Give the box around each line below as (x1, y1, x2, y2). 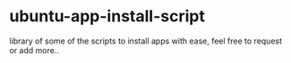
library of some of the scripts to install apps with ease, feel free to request (9, 35, 283, 46)
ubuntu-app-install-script (9, 6, 206, 27)
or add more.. (9, 44, 60, 55)
